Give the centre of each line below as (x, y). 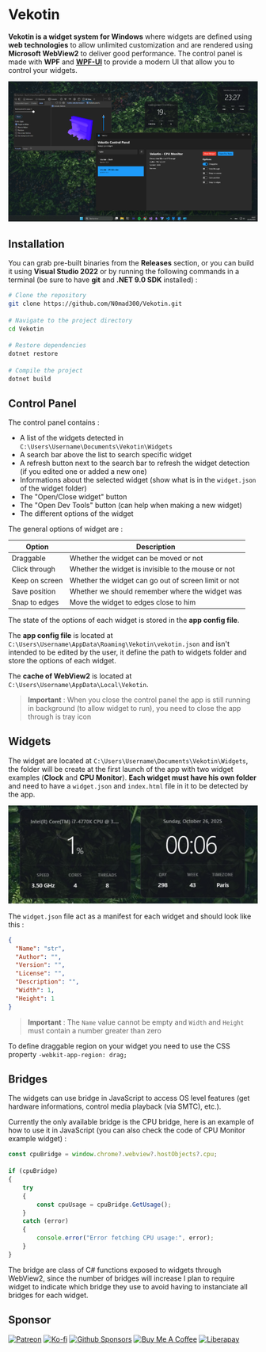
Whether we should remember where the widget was (156, 591)
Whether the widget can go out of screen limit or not (154, 580)
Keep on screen (37, 580)
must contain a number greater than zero (95, 1030)
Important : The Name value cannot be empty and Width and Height (136, 1022)
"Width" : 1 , (35, 991)
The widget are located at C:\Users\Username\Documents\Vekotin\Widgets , (128, 760)
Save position (34, 591)
